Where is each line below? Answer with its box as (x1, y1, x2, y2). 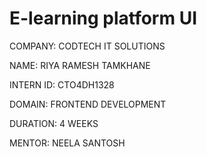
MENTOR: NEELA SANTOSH (9, 137, 126, 149)
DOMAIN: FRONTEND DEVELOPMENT (9, 98, 167, 110)
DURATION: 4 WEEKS (9, 117, 99, 129)
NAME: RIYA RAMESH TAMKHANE (9, 59, 151, 71)
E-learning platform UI (9, 7, 197, 30)
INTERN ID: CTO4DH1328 (9, 78, 115, 91)
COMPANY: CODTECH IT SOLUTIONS (9, 40, 166, 52)
